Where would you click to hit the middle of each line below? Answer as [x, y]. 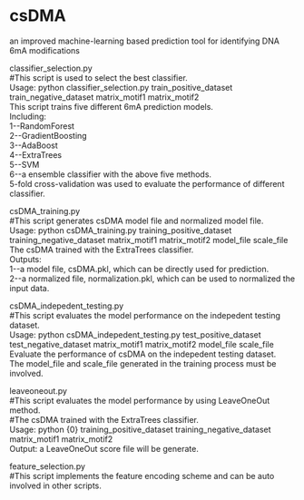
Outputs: [26, 259]
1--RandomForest [42, 126]
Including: [28, 116]
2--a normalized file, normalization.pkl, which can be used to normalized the [152, 279]
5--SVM [25, 164]
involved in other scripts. [56, 485]
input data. [29, 288]
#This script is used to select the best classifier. [98, 77]
